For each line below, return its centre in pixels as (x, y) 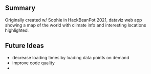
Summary (20, 8)
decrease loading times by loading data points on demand (71, 57)
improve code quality (33, 63)
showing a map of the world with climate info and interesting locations (76, 25)
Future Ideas (24, 46)
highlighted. (17, 30)
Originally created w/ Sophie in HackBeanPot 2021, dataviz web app (74, 20)
